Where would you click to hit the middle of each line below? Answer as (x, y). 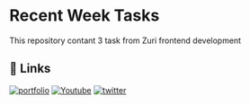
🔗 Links (30, 69)
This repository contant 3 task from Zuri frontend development (125, 40)
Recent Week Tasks (85, 16)
